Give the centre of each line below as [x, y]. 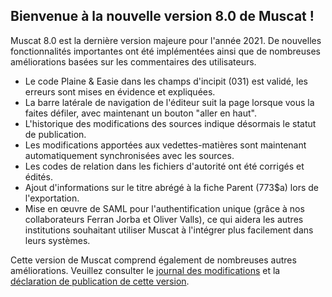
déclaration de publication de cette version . [100, 281]
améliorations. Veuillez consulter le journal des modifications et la [145, 270]
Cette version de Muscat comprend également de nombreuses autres [153, 260]
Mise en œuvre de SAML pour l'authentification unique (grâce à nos [164, 208]
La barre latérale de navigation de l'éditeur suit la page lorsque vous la [169, 102]
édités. [38, 176]
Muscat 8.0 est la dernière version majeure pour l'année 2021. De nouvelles [166, 40]
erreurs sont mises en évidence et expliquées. [120, 91]
